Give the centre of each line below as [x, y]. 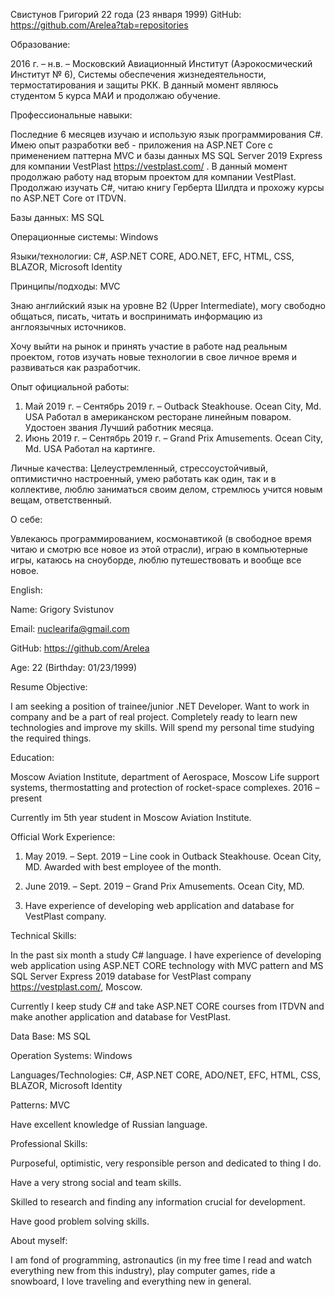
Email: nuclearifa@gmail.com [70, 628]
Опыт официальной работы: [70, 387]
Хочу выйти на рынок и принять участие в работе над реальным [149, 346]
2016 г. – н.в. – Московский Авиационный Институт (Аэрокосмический [161, 63]
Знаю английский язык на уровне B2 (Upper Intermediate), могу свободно [168, 305]
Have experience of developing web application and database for [159, 905]
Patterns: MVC [40, 1105]
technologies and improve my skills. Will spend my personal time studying [162, 727]
